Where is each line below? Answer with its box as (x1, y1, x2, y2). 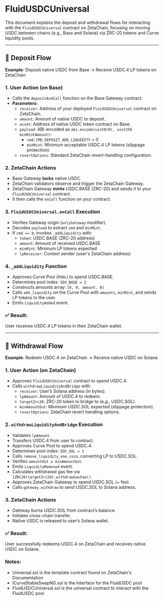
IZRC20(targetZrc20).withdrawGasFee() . (12, 474, 93, 480)
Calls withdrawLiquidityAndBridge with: (12, 383, 91, 389)
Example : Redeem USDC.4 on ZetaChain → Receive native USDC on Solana (5, 355, 158, 361)
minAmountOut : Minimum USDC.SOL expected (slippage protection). (19, 404, 155, 410)
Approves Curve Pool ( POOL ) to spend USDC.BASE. (12, 274, 114, 280)
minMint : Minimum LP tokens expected (19, 245, 97, 251)
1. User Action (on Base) (5, 84, 63, 91)
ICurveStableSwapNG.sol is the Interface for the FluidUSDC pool (12, 580, 143, 586)
